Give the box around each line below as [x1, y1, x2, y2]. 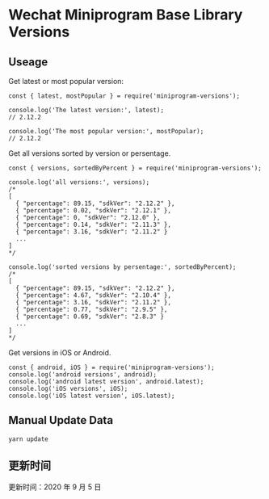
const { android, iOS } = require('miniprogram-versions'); [8, 363, 216, 371]
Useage [8, 55, 48, 69]
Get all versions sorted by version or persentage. [8, 149, 171, 158]
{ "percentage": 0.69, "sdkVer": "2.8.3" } [15, 312, 164, 321]
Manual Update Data [8, 413, 114, 427]
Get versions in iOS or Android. [8, 348, 111, 357]
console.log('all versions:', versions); [8, 178, 150, 187]
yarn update [8, 434, 48, 443]
